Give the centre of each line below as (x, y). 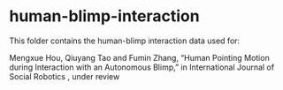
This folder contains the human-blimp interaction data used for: (125, 41)
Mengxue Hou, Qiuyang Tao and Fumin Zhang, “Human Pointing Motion (139, 57)
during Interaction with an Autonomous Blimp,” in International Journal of (142, 67)
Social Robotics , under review (65, 76)
